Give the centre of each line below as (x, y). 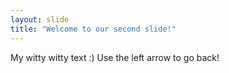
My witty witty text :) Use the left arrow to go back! (115, 57)
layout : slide (40, 19)
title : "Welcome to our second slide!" (93, 29)
